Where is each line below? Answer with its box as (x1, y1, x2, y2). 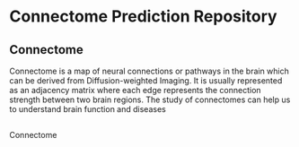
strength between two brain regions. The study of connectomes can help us (9, 94, 291, 105)
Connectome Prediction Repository (9, 6, 277, 27)
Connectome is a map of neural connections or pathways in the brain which (9, 65, 290, 76)
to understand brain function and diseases (9, 104, 166, 114)
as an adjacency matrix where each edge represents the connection (9, 85, 262, 95)
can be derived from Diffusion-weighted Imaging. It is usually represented (9, 75, 283, 86)
